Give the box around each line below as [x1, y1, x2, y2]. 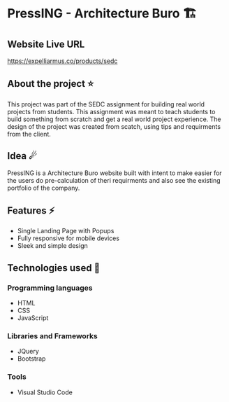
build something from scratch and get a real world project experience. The [7, 115, 221, 123]
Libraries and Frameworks [7, 331, 98, 341]
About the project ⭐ [7, 78, 94, 90]
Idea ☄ [7, 150, 37, 162]
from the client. [7, 130, 51, 138]
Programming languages [7, 283, 93, 293]
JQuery [17, 347, 40, 356]
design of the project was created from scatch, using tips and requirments [7, 122, 221, 130]
